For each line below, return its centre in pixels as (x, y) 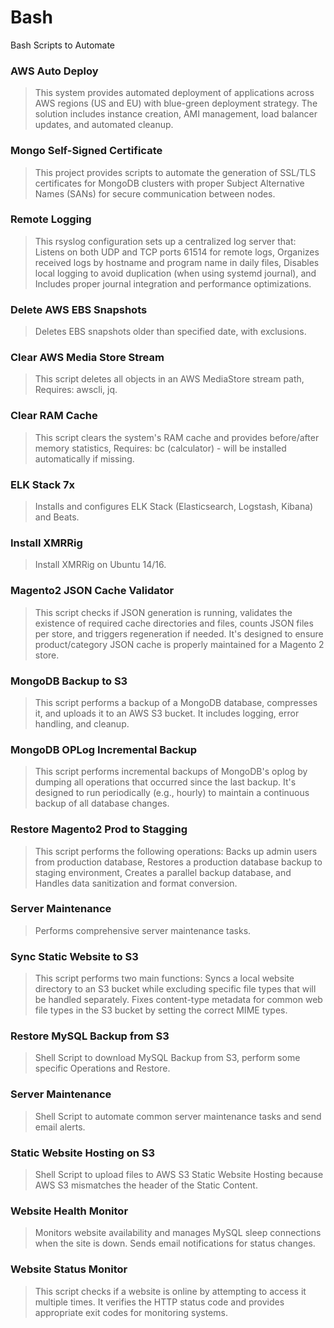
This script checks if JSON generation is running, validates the (163, 612)
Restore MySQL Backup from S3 (90, 1036)
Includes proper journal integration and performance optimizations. (173, 283)
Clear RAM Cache (54, 416)
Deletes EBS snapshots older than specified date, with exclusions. (170, 332)
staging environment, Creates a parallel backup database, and (163, 872)
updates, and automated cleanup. (104, 125)
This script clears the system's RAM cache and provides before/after (177, 437)
